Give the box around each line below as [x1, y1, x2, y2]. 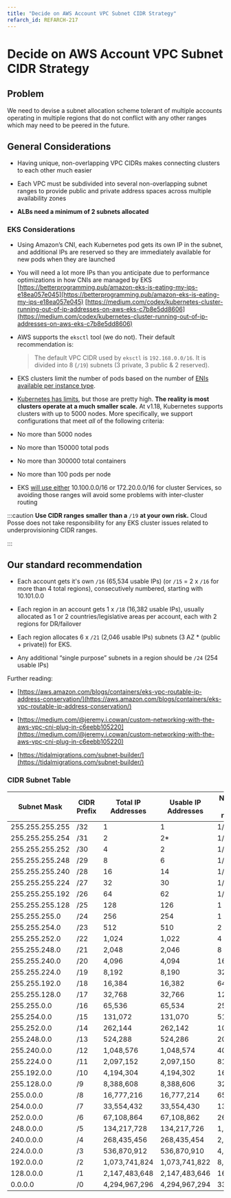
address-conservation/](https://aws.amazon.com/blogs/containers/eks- [16, 695, 222, 704]
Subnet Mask [18, 802, 63, 812]
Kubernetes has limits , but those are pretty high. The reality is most [16, 395, 210, 403]
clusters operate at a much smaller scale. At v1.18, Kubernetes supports [16, 402, 223, 410]
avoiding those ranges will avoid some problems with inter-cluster [16, 490, 204, 499]
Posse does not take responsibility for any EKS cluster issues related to [7, 519, 208, 527]
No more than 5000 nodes [16, 430, 92, 438]
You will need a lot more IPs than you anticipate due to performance [16, 268, 210, 276]
